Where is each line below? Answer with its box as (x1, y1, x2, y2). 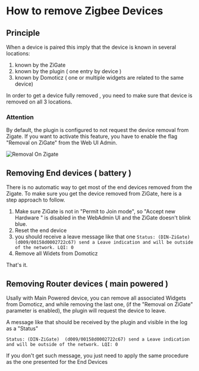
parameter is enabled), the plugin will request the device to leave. (6, 307, 166, 314)
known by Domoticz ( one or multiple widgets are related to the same (14, 74, 184, 81)
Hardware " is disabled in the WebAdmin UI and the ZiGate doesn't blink (14, 214, 191, 221)
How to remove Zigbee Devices (6, 4, 163, 18)
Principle (6, 28, 40, 38)
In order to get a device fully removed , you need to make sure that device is (6, 92, 193, 99)
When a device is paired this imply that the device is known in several (6, 43, 176, 51)
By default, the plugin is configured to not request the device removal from (6, 127, 189, 134)
